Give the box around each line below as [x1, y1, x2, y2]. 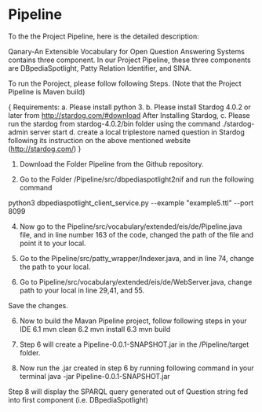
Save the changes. [8, 300, 68, 310]
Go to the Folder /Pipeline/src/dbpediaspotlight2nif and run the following [19, 175, 254, 184]
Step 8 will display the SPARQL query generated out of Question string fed [8, 387, 249, 396]
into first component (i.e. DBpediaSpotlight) [8, 395, 149, 404]
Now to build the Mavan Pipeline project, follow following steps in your [19, 316, 247, 326]
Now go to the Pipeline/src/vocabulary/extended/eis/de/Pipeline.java [19, 222, 242, 231]
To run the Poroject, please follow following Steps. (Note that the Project [8, 79, 242, 88]
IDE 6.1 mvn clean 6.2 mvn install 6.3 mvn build [19, 324, 171, 333]
